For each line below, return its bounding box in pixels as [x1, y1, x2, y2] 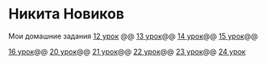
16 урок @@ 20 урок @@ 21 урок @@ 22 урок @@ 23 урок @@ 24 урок [8, 46, 246, 56]
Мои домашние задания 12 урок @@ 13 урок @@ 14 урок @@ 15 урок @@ [8, 31, 258, 41]
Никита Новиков [8, 5, 125, 23]
